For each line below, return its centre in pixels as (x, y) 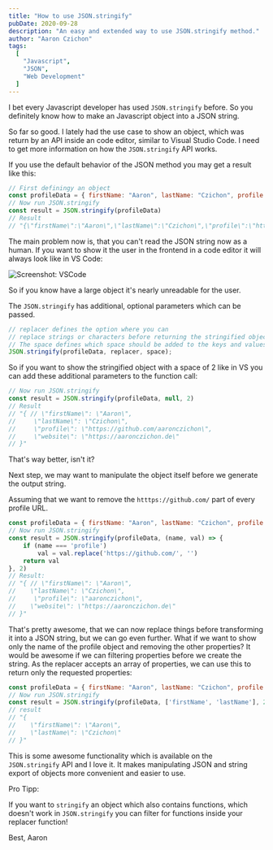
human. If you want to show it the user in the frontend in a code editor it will (135, 249)
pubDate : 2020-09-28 (43, 24)
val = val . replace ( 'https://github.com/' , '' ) (118, 553)
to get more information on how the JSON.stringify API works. (113, 149)
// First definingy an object (60, 188)
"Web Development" (54, 76)
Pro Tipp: (24, 788)
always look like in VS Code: (56, 258)
